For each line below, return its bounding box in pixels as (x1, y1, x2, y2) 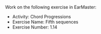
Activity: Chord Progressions (12, 14, 71, 19)
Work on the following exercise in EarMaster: (5, 4, 97, 10)
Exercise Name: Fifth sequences (12, 19, 78, 25)
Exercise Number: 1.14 (12, 24, 57, 30)
